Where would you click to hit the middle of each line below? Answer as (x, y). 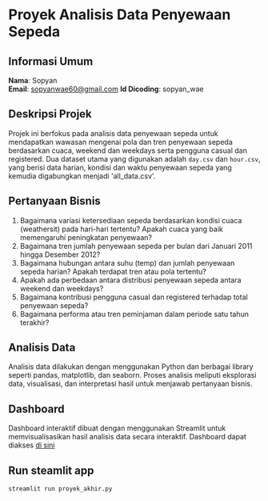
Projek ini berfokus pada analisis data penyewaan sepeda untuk (113, 133)
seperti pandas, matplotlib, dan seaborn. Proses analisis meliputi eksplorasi (132, 375)
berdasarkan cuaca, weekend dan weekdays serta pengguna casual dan (128, 150)
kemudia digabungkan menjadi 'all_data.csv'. (82, 176)
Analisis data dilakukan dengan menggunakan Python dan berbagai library (131, 367)
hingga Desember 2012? (60, 255)
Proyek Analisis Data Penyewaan (120, 15)
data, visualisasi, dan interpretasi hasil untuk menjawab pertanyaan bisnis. (130, 384)
